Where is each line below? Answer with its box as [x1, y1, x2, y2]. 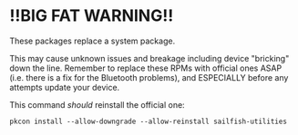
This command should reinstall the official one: [9, 99, 185, 110]
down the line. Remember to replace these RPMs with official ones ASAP [9, 63, 283, 73]
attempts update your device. [9, 82, 120, 92]
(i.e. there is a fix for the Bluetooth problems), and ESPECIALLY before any [9, 72, 289, 82]
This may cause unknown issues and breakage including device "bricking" [9, 53, 290, 63]
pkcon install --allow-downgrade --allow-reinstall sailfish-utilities [9, 117, 287, 126]
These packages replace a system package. [9, 35, 176, 46]
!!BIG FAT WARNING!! [9, 5, 174, 26]
